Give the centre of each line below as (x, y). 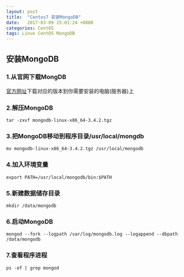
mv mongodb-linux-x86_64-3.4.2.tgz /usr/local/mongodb (75, 149)
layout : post (22, 11)
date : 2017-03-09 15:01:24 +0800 (50, 22)
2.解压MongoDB (29, 108)
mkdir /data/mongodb (32, 206)
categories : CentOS (30, 28)
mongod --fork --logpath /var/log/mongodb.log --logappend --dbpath (92, 234)
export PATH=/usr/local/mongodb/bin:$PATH (59, 177)
